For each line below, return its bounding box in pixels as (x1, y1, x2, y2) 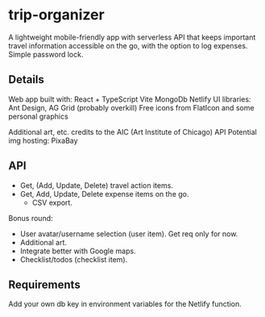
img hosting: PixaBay (8, 136, 78, 145)
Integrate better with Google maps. (19, 246, 136, 256)
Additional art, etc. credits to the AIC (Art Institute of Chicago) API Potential (8, 127, 258, 136)
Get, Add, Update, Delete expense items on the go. (19, 189, 189, 198)
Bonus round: (8, 213, 54, 223)
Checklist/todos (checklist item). (19, 254, 128, 264)
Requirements (8, 277, 81, 291)
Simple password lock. (8, 49, 84, 59)
